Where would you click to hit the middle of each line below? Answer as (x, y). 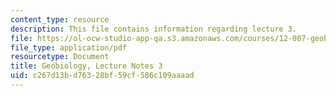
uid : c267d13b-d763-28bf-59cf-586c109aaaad (102, 76)
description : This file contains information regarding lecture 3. (154, 29)
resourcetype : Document (60, 57)
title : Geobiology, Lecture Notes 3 (86, 66)
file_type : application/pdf (69, 47)
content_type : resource (60, 19)
